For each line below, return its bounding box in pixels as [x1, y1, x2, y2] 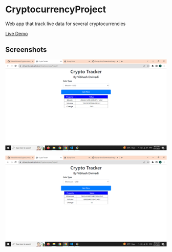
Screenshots [5, 45, 47, 54]
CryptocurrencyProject [5, 4, 106, 15]
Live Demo [5, 30, 28, 36]
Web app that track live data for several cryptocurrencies [5, 21, 126, 27]
